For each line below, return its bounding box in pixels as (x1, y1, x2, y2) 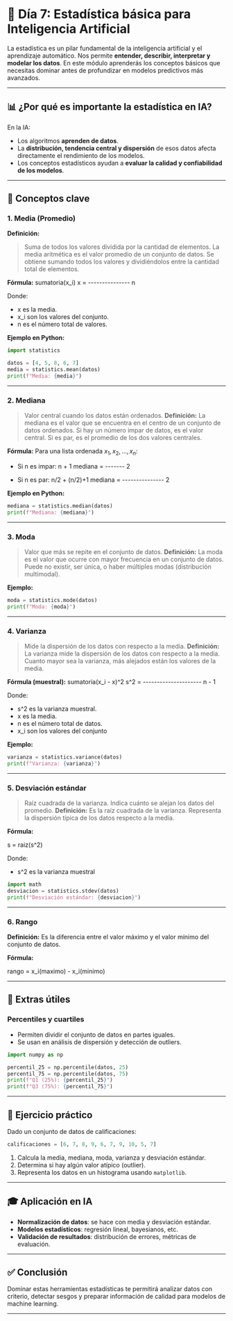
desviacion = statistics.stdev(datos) (7, 888, 119, 895)
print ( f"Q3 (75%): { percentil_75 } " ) (7, 1083, 113, 1090)
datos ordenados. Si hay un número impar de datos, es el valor (24, 426, 204, 435)
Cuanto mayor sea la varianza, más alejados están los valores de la (24, 657, 216, 665)
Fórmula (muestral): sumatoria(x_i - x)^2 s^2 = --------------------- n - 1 (7, 678, 216, 686)
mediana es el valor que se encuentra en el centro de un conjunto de (24, 419, 221, 427)
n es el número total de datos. (17, 720, 103, 728)
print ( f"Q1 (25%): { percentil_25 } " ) (7, 1077, 113, 1084)
